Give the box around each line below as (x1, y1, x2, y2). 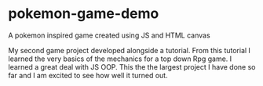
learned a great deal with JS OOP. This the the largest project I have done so (8, 62, 256, 71)
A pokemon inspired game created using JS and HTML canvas (8, 30, 210, 40)
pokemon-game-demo (8, 5, 159, 23)
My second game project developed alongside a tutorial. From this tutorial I (8, 45, 251, 55)
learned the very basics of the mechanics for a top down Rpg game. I (8, 54, 232, 63)
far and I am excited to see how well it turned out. (8, 70, 168, 80)
